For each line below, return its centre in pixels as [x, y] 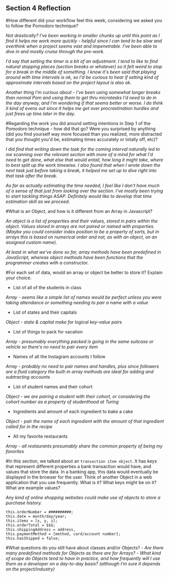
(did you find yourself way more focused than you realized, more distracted [84, 134]
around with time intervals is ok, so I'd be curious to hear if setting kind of [82, 77]
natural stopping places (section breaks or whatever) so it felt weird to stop [84, 66]
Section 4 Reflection [38, 8]
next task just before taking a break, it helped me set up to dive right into [81, 170]
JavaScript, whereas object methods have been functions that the [74, 257]
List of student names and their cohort [53, 387]
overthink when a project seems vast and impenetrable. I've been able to [81, 46]
